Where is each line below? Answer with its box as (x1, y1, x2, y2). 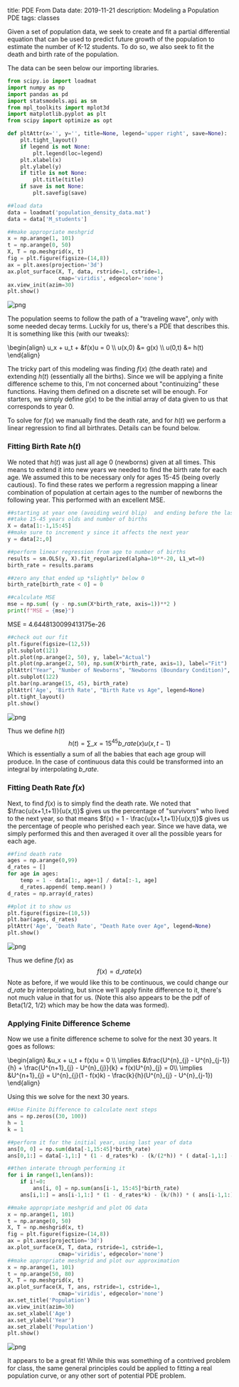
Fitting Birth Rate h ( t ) (7, 441, 82, 451)
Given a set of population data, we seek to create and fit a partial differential (7, 28, 230, 36)
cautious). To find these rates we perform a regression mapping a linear (7, 480, 218, 489)
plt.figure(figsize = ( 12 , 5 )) (7, 640, 91, 648)
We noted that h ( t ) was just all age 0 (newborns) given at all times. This (7, 458, 216, 466)
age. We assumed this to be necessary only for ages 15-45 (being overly (7, 473, 221, 481)
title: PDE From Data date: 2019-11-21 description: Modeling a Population (7, 6, 219, 14)
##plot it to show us (7, 903, 72, 910)
